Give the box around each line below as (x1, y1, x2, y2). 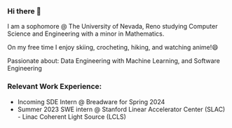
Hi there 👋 (7, 6, 42, 16)
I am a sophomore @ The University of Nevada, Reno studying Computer (7, 22, 218, 31)
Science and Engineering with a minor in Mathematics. (7, 29, 165, 38)
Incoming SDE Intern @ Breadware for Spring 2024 (17, 97, 165, 106)
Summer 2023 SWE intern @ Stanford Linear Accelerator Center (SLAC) (17, 105, 226, 113)
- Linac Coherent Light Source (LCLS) (17, 112, 126, 121)
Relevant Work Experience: (7, 82, 102, 92)
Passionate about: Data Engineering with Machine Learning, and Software (7, 57, 221, 65)
